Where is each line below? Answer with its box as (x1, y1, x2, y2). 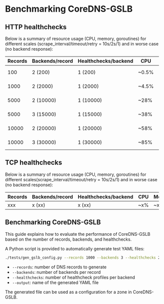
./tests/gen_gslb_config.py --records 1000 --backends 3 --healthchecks (5, 255, 156, 260)
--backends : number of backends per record (12, 269, 101, 275)
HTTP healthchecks (5, 23, 67, 31)
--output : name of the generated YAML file (12, 279, 99, 285)
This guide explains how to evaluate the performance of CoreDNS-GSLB (5, 231, 150, 237)
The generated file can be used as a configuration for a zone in (5, 289, 132, 295)
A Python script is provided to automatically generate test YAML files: (5, 246, 145, 251)
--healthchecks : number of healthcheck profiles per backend (12, 274, 135, 280)
